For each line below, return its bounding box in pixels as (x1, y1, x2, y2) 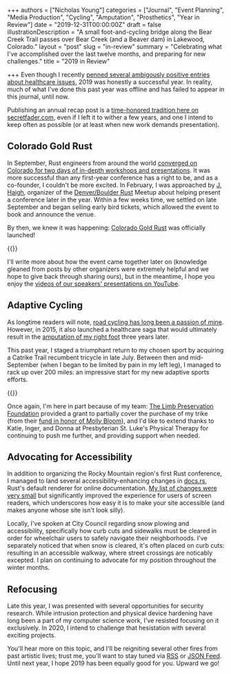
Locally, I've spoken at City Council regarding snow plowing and (7, 519, 190, 528)
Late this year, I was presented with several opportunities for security (7, 602, 204, 610)
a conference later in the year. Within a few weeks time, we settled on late (7, 195, 217, 204)
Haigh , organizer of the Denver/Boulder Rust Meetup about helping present (7, 188, 221, 196)
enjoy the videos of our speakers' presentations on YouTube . (7, 279, 181, 288)
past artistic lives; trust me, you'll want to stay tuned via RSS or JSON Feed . (7, 652, 222, 660)
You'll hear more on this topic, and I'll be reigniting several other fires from (7, 644, 219, 653)
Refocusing (7, 583, 58, 595)
